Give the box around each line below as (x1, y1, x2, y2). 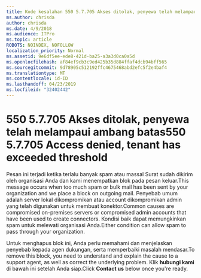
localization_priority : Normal (6, 48, 84, 54)
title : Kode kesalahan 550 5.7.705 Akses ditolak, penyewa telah (6, 8, 172, 15)
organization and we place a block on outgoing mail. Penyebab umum (6, 189, 178, 197)
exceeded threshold (6, 151, 108, 165)
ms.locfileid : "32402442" (6, 87, 71, 93)
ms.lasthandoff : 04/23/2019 (6, 81, 77, 87)
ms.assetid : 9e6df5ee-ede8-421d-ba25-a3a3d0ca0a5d (6, 53, 135, 59)
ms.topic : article (6, 37, 52, 43)
